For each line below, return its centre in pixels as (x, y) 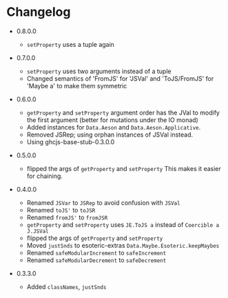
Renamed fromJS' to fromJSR (67, 217)
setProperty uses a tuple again (71, 44)
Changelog (39, 12)
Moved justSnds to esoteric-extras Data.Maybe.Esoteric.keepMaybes (123, 245)
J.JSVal (38, 231)
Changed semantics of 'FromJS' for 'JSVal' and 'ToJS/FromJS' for (120, 78)
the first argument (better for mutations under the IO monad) (113, 120)
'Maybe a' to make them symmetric (77, 86)
